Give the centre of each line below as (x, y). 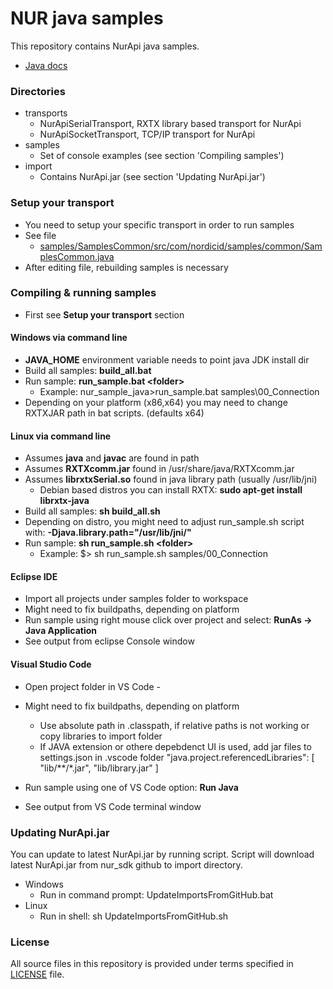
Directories (38, 91)
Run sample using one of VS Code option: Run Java (131, 787)
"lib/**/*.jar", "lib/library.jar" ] (99, 768)
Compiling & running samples (83, 293)
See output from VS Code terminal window (113, 806)
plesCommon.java (77, 256)
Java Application (60, 631)
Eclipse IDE (34, 576)
